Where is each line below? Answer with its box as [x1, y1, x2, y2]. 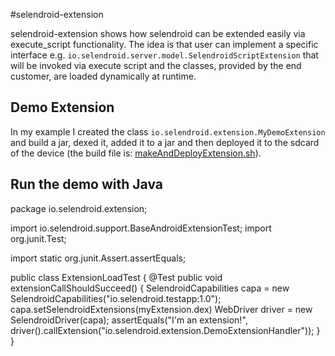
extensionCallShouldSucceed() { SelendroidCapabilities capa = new [10, 282, 290, 294]
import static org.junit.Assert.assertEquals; [10, 252, 187, 264]
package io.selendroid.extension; [10, 202, 148, 214]
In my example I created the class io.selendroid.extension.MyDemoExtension [10, 125, 326, 138]
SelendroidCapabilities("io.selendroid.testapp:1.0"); [10, 292, 222, 304]
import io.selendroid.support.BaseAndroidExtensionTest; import [10, 222, 272, 234]
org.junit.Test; [10, 232, 67, 244]
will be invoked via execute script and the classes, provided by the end [10, 60, 302, 71]
